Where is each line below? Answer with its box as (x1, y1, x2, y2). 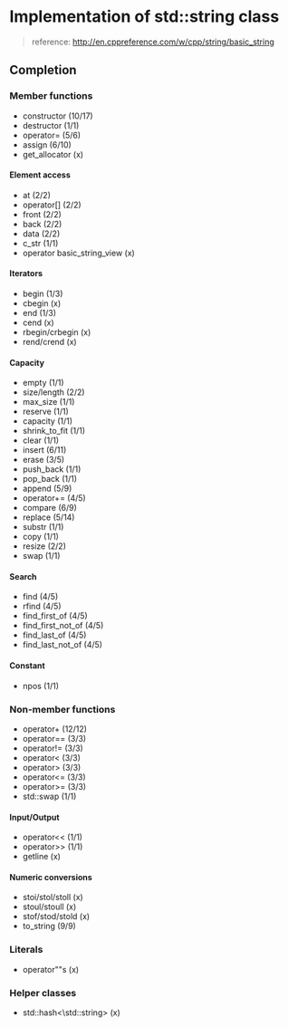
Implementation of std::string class (9, 6, 280, 27)
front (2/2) (22, 208, 62, 219)
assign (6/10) (22, 139, 72, 150)
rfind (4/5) (22, 600, 62, 612)
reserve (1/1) (22, 406, 70, 418)
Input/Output (9, 811, 61, 822)
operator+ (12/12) (22, 723, 88, 734)
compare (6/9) (22, 503, 77, 513)
